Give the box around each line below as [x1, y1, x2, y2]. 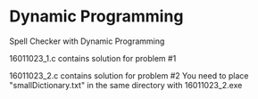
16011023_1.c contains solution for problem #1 [9, 53, 177, 63]
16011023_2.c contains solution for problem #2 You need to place [9, 70, 249, 81]
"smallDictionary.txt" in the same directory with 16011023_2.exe [9, 79, 243, 90]
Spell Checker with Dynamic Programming [9, 36, 165, 46]
